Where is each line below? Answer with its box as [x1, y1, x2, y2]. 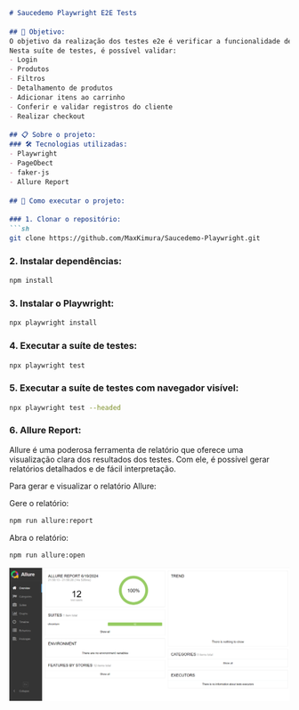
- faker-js [9, 168, 50, 177]
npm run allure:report [9, 516, 93, 525]
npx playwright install [9, 319, 98, 327]
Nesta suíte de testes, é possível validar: [9, 46, 177, 55]
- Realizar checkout [9, 111, 86, 121]
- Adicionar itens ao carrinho [9, 93, 125, 101]
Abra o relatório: [9, 532, 69, 543]
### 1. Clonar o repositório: [9, 215, 122, 224]
